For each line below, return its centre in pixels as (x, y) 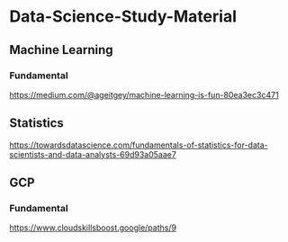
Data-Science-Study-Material (123, 17)
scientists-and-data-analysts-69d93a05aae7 (93, 154)
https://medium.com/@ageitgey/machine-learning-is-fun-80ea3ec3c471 (144, 94)
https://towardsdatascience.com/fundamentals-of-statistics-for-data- (139, 145)
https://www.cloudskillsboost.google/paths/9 (93, 228)
